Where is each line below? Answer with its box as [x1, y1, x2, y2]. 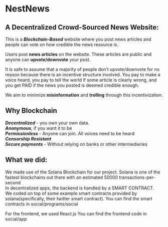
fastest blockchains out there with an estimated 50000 [5, 174, 118, 180]
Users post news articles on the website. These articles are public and [5, 51, 152, 57]
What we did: [5, 156, 48, 164]
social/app [5, 216, 27, 222]
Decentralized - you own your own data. [5, 120, 89, 126]
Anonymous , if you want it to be [5, 125, 72, 131]
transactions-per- [118, 174, 155, 180]
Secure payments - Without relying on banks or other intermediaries [5, 141, 148, 147]
